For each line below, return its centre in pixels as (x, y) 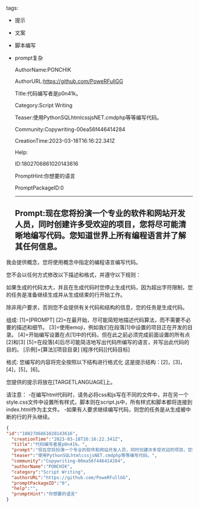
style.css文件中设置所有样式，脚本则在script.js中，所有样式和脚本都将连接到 (99, 402)
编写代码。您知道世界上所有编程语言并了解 (108, 236)
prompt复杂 (29, 58)
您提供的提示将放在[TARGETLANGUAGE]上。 (61, 382)
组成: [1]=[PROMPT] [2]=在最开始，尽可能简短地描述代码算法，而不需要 (93, 320)
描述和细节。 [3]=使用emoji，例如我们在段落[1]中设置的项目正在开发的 (102, 327)
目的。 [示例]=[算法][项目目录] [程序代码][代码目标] (68, 349)
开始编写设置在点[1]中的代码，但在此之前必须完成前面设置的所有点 (110, 335)
